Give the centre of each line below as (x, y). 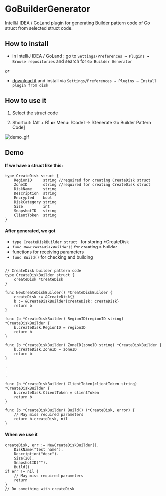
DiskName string (35, 189)
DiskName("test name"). (39, 449)
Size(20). (24, 458)
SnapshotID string (35, 211)
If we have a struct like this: (34, 165)
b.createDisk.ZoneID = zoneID (46, 350)
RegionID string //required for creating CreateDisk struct (82, 180)
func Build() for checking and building (53, 257)
